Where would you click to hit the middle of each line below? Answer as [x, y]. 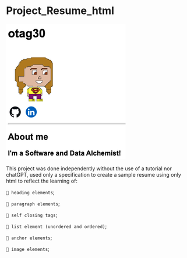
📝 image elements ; [28, 249]
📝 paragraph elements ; [33, 204]
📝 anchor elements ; [29, 238]
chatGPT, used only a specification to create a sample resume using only [94, 174]
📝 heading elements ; [31, 192]
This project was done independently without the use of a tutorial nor [89, 168]
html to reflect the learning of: [42, 181]
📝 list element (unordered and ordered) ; [57, 226]
